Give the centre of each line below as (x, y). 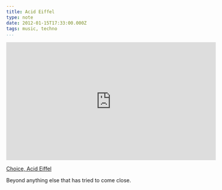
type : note (20, 17)
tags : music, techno (32, 28)
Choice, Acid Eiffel (29, 169)
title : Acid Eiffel (31, 12)
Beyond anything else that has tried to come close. (69, 180)
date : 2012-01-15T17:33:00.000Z (46, 23)
